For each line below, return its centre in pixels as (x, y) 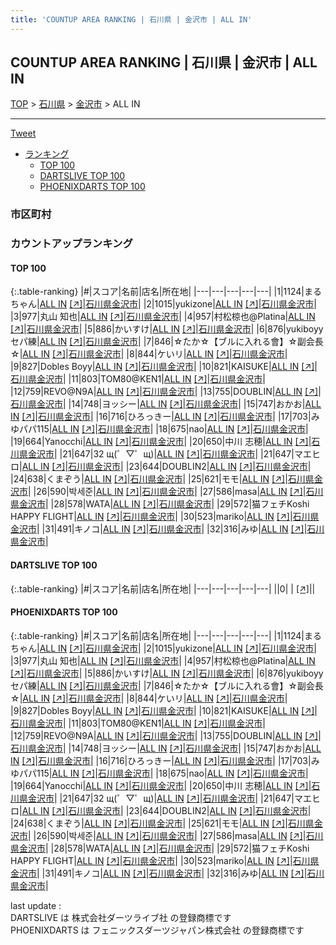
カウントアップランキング (71, 244)
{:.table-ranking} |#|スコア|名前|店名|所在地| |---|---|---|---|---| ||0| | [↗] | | (163, 588)
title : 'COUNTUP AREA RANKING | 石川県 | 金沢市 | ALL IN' (131, 19)
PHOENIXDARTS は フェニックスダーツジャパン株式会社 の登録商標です (157, 930)
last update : (36, 905)
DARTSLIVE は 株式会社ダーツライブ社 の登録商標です (121, 917)
